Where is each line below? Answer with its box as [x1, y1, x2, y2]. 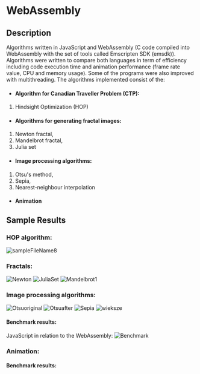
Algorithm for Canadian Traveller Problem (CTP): [14, 90, 140, 97]
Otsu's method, [14, 171, 54, 178]
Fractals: [6, 261, 33, 270]
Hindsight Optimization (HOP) [14, 103, 89, 111]
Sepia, [14, 177, 31, 185]
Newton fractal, [14, 131, 54, 138]
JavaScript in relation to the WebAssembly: [6, 332, 113, 339]
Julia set [14, 143, 36, 151]
